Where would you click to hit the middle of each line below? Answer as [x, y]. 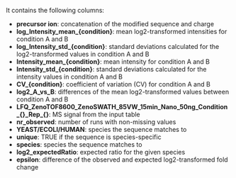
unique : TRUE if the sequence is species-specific [89, 137]
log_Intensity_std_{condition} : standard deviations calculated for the [118, 46]
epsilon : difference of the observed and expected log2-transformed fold [122, 160]
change [27, 167]
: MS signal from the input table [94, 114]
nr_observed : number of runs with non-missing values [96, 122]
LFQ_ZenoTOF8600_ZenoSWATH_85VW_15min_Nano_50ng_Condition [122, 107]
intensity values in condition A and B [69, 77]
